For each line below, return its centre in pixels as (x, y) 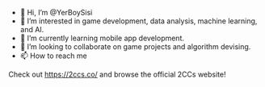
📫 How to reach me (53, 56)
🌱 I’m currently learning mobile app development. (102, 38)
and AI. (32, 29)
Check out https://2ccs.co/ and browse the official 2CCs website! (117, 74)
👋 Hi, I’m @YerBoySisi (56, 12)
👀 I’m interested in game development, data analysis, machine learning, (139, 21)
